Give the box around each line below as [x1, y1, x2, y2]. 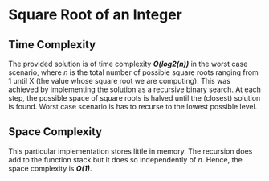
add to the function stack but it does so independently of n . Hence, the [8, 154, 243, 164]
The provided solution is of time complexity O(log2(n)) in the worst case [8, 59, 248, 68]
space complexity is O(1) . [8, 163, 92, 173]
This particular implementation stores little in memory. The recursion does [8, 146, 253, 156]
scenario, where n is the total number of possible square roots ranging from [8, 68, 259, 77]
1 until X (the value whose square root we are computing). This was [8, 76, 231, 85]
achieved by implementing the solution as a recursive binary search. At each [8, 84, 261, 94]
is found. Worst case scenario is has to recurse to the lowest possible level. [8, 102, 258, 111]
